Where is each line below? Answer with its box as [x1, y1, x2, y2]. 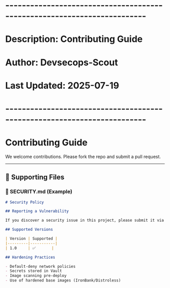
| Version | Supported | [5, 236, 58, 241]
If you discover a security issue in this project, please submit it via [5, 218, 164, 223]
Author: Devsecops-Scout [5, 57, 118, 68]
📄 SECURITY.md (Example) [5, 188, 72, 195]
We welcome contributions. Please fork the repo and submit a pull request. [5, 153, 161, 159]
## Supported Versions [5, 227, 53, 232]
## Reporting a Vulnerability [5, 209, 69, 214]
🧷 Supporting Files [5, 173, 65, 182]
